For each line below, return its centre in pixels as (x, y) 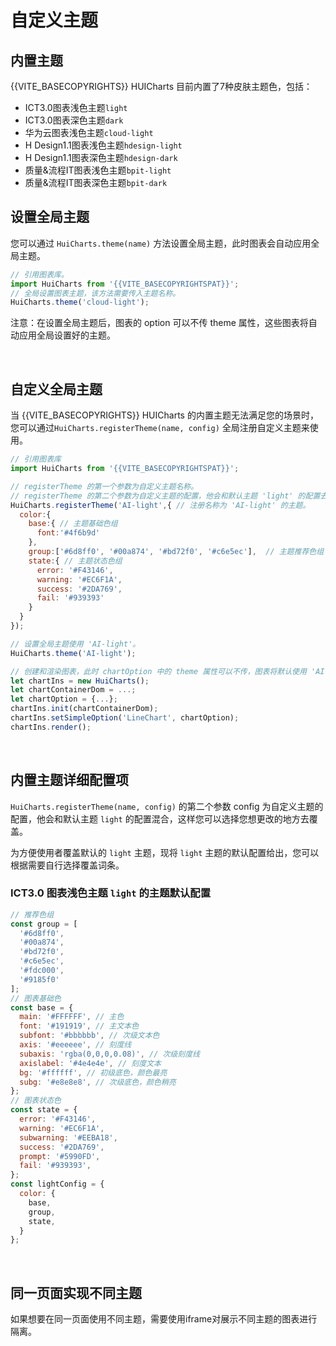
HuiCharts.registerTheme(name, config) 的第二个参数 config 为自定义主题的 (167, 806)
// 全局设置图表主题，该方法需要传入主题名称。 (95, 293)
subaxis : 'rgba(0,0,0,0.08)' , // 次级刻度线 (109, 1054)
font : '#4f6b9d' (68, 533)
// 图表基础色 (36, 998)
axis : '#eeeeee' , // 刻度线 (75, 1045)
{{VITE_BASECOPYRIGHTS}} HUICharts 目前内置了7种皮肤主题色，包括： (161, 86)
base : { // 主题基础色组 (73, 524)
